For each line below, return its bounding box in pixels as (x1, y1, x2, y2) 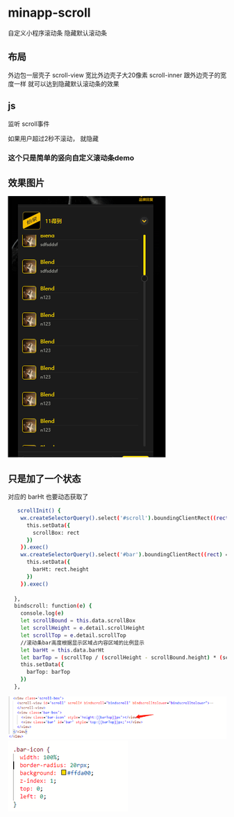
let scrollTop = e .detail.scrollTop (20, 631, 127, 639)
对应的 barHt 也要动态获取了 (8, 492, 89, 501)
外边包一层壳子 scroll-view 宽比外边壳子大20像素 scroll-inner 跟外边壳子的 (8, 71, 221, 79)
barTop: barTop (26, 669, 71, 676)
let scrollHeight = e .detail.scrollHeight (20, 624, 145, 632)
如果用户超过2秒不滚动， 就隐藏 (8, 134, 99, 143)
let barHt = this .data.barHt (20, 647, 105, 654)
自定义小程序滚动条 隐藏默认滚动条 (8, 29, 107, 37)
